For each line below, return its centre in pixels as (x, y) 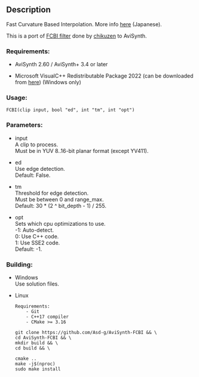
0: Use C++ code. (37, 236)
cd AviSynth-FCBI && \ (43, 338)
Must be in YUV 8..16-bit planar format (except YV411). (82, 151)
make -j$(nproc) (35, 364)
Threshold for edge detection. (52, 193)
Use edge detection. (40, 168)
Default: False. (33, 175)
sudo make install (38, 369)
